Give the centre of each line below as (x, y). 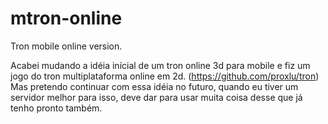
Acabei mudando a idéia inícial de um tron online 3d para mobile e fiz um (160, 65)
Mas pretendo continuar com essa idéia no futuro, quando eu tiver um (154, 86)
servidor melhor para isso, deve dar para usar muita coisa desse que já (156, 97)
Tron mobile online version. (66, 46)
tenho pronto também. (56, 108)
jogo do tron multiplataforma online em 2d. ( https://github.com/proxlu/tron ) (165, 76)
